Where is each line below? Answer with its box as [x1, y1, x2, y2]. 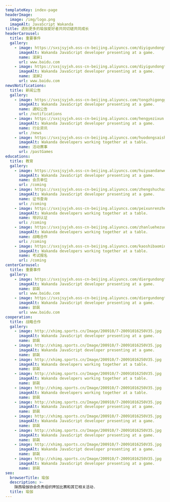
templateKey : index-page [5, 7, 58, 13]
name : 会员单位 [18, 177, 48, 183]
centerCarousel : [5, 263, 39, 268]
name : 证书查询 [18, 196, 48, 201]
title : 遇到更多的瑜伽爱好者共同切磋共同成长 [5, 26, 90, 32]
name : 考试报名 [18, 253, 48, 258]
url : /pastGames [18, 149, 53, 154]
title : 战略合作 [10, 319, 41, 324]
